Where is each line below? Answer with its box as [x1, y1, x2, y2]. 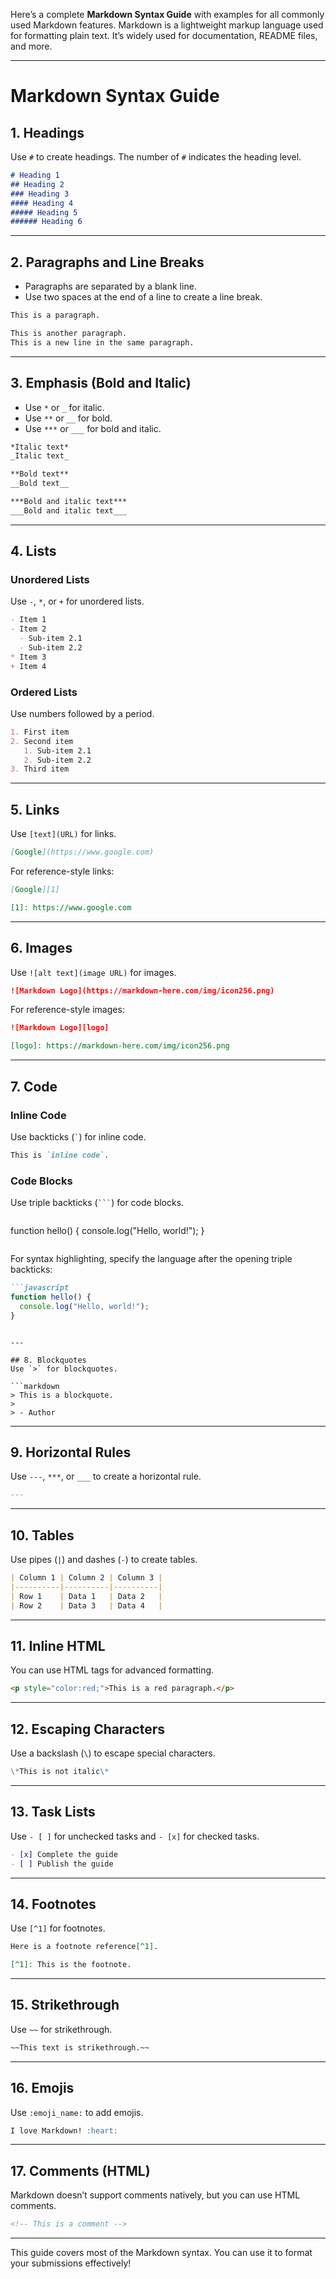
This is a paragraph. [10, 310, 101, 321]
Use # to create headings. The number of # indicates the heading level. [10, 151, 302, 163]
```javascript [10, 1283, 70, 1293]
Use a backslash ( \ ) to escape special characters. [10, 1747, 216, 1759]
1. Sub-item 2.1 [23, 745, 92, 756]
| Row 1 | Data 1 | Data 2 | [10, 1591, 163, 1601]
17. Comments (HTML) [10, 2162, 151, 2179]
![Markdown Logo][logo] [10, 1023, 110, 1033]
